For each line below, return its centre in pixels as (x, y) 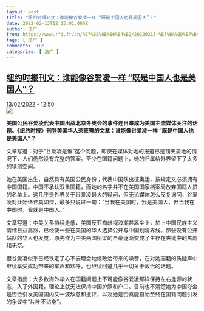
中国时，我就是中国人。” (36, 209)
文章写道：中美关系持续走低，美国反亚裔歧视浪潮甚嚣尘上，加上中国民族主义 (102, 222)
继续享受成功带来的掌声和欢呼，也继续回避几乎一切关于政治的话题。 (91, 266)
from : (13, 35)
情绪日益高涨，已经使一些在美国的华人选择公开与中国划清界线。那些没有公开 (102, 230)
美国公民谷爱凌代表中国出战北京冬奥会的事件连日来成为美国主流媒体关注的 (99, 123)
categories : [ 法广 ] (33, 52)
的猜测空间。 (22, 166)
